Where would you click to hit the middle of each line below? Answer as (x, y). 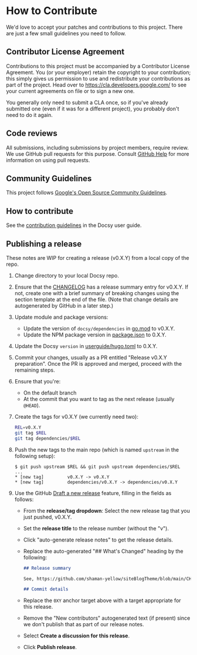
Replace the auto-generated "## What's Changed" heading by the (103, 551)
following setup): (35, 456)
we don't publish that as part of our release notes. (84, 624)
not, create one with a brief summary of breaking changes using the (97, 293)
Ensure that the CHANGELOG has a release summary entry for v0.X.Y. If (101, 287)
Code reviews (32, 133)
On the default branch (50, 393)
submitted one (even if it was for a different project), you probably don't (93, 108)
